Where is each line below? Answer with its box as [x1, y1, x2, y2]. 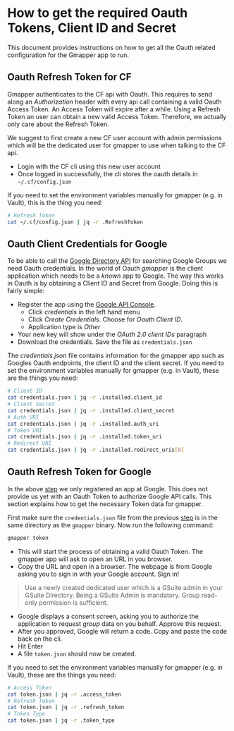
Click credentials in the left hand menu [27, 308, 140, 317]
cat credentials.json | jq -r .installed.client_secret [7, 407, 175, 414]
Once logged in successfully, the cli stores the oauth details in [17, 169, 199, 178]
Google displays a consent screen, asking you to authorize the [17, 612, 199, 620]
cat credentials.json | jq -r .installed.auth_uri [7, 420, 159, 427]
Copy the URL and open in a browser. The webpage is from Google [17, 562, 213, 570]
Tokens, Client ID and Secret [7, 20, 176, 36]
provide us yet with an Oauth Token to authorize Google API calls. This [7, 492, 212, 500]
